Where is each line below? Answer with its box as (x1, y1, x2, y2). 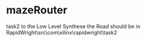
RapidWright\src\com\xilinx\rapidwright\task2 (6, 29, 118, 36)
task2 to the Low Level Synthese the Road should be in (6, 23, 141, 30)
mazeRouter (6, 3, 68, 17)
